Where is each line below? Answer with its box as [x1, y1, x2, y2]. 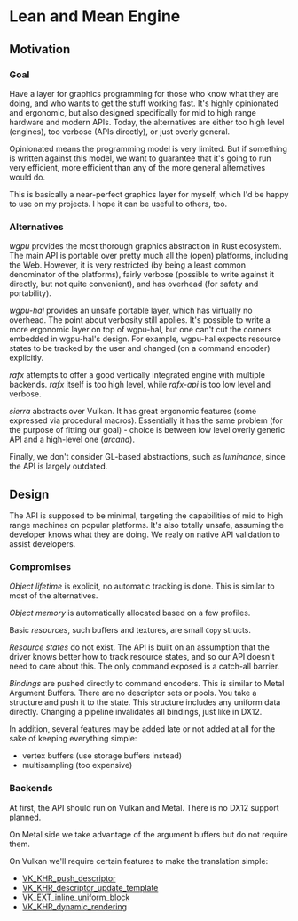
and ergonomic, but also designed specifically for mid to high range [9, 107, 257, 117]
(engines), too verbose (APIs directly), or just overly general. [9, 126, 231, 137]
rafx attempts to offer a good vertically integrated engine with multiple [9, 370, 266, 380]
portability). [9, 288, 51, 299]
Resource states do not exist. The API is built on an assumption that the [9, 642, 271, 653]
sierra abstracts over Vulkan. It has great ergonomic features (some [9, 406, 257, 417]
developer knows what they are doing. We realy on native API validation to [9, 529, 281, 540]
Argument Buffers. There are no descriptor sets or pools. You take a [9, 687, 257, 699]
